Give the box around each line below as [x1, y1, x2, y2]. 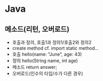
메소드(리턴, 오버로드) [5, 25, 70, 33]
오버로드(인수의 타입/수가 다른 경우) [12, 70, 84, 76]
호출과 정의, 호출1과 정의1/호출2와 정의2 [12, 39, 92, 45]
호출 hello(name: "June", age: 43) [12, 51, 83, 57]
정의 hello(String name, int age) [12, 57, 78, 64]
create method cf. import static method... [12, 45, 99, 51]
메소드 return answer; [12, 64, 57, 70]
